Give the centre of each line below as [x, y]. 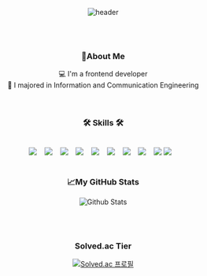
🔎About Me [103, 56]
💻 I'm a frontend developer [103, 74]
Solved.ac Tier [103, 246]
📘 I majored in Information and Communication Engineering [103, 85]
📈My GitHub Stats [103, 181]
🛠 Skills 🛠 [103, 123]
